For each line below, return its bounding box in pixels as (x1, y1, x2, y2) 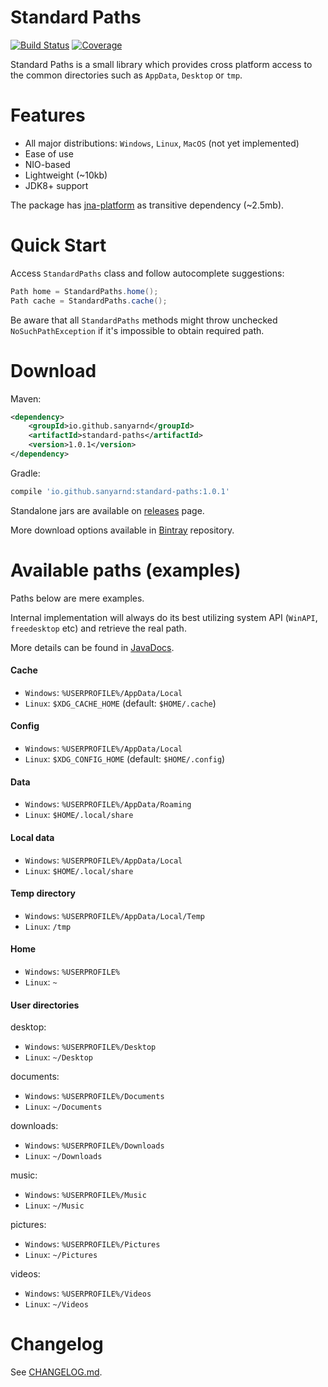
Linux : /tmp (24, 920, 72, 932)
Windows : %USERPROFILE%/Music (24, 1189, 147, 1201)
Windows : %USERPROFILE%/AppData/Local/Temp (24, 909, 205, 921)
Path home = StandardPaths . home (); (10, 286, 159, 296)
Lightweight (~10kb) (24, 169, 108, 181)
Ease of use (24, 147, 74, 160)
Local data (10, 831, 55, 843)
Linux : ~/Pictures (24, 1249, 98, 1261)
